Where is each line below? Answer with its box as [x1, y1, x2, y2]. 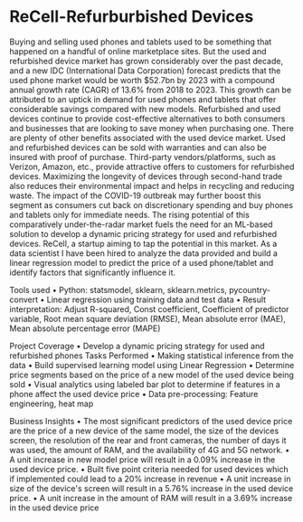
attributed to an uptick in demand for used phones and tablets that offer [9, 93, 277, 105]
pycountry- [229, 284, 271, 295]
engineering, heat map [9, 398, 94, 409]
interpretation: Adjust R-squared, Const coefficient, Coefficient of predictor [9, 303, 289, 314]
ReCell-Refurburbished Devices [9, 6, 254, 27]
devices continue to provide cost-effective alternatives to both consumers [9, 113, 286, 124]
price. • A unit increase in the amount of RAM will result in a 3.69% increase [9, 492, 293, 503]
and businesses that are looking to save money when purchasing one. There [9, 122, 294, 133]
